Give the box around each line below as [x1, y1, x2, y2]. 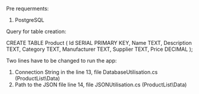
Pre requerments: [6, 5, 49, 12]
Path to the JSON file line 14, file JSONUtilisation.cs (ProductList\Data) [14, 81, 187, 88]
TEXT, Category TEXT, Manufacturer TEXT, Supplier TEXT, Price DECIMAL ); [6, 46, 193, 53]
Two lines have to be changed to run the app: [6, 57, 117, 64]
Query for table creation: [6, 28, 67, 35]
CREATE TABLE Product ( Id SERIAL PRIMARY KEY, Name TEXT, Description [6, 40, 192, 46]
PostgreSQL [14, 17, 45, 23]
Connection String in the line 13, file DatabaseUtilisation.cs [14, 69, 158, 76]
